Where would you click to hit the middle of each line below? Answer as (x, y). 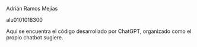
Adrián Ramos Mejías (32, 9)
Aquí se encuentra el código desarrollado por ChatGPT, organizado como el (99, 31)
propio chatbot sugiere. (35, 37)
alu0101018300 (25, 20)
